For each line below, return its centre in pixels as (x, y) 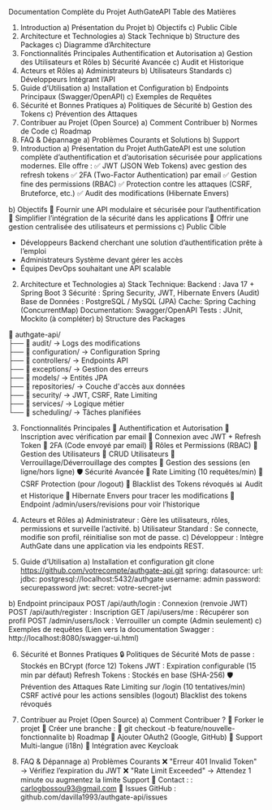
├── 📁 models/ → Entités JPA (58, 378)
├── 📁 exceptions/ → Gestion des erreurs (78, 369)
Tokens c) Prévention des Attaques (79, 114)
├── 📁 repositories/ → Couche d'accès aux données (97, 386)
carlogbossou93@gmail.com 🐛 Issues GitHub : (98, 788)
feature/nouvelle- (206, 728)
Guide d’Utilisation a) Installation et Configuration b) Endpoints (124, 88)
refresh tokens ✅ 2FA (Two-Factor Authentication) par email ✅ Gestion (138, 175)
